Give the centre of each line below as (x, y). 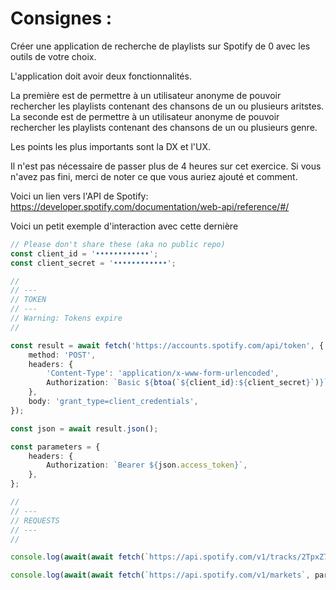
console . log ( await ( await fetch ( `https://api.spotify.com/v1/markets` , (160, 575)
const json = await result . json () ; (84, 428)
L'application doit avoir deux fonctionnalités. (101, 76)
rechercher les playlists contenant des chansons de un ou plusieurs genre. (164, 127)
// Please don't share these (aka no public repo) (118, 244)
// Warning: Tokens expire (66, 318)
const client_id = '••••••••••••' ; (84, 253)
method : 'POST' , (62, 355)
